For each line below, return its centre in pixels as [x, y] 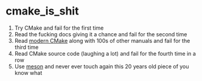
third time [26, 47]
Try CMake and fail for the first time [59, 28]
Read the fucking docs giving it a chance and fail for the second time [101, 34]
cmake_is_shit [42, 11]
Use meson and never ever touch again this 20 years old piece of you [102, 66]
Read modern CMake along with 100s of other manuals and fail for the [102, 40]
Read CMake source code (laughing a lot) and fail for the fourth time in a [105, 53]
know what [28, 73]
